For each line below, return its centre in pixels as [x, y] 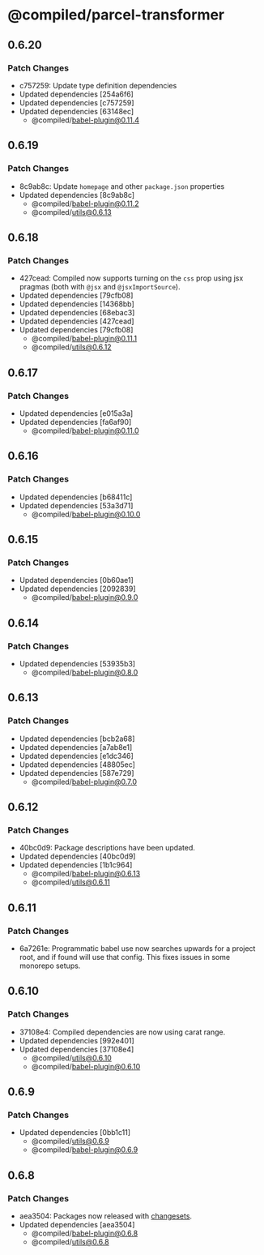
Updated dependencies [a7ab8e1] [76, 747]
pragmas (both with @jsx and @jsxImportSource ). [100, 287]
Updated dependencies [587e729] [77, 773]
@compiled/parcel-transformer [116, 15]
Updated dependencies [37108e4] [77, 1049]
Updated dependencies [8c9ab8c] [77, 195]
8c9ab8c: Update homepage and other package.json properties [122, 186]
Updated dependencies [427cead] [77, 321]
